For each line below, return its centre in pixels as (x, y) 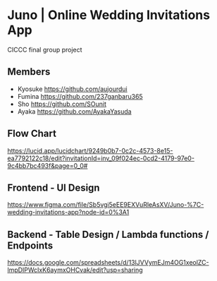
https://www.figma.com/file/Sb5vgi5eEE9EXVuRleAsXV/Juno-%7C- (106, 205)
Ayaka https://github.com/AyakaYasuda (74, 111)
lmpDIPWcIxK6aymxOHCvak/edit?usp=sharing (75, 270)
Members (29, 72)
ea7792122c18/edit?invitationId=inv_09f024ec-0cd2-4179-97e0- (101, 158)
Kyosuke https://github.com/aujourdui (73, 89)
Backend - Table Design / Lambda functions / (108, 234)
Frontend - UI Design (54, 187)
